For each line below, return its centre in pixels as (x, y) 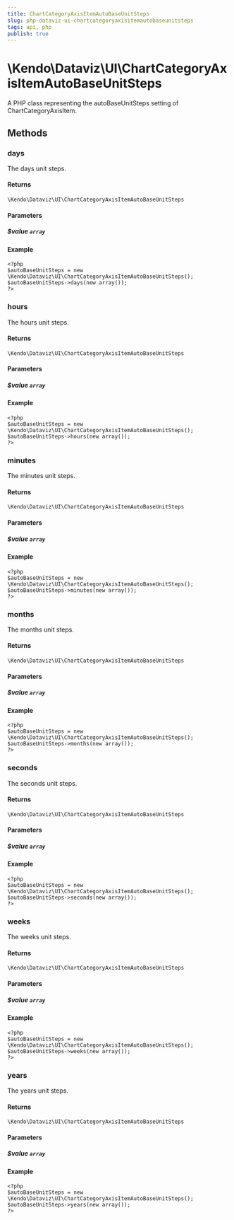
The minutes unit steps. (41, 476)
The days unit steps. (37, 168)
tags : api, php (30, 27)
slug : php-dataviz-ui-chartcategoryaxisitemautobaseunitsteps (100, 21)
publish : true (28, 34)
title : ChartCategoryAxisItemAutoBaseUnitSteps (79, 14)
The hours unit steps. (38, 322)
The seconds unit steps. (42, 783)
